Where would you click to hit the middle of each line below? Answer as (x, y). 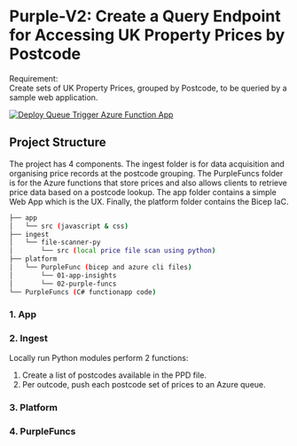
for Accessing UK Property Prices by (147, 35)
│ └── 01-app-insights (63, 275)
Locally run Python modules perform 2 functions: (99, 357)
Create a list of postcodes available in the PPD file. (114, 375)
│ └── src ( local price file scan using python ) (113, 251)
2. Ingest (29, 339)
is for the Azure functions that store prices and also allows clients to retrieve (148, 183)
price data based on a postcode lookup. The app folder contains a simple (143, 192)
